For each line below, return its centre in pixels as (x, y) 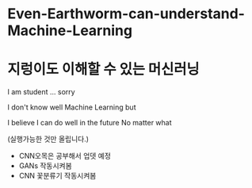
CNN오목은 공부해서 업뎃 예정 (65, 156)
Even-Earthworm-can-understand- (126, 14)
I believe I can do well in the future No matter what (90, 123)
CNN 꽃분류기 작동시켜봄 (57, 176)
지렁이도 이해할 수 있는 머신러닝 (103, 69)
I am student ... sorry (42, 92)
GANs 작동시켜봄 (45, 166)
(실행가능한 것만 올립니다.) (48, 139)
